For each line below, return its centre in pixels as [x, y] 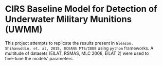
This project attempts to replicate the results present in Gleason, [69, 43]
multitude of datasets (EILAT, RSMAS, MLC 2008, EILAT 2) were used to [77, 53]
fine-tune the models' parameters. [39, 58]
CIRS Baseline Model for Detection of [81, 9]
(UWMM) [24, 30]
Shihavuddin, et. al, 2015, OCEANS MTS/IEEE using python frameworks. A [79, 48]
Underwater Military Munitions [69, 19]
